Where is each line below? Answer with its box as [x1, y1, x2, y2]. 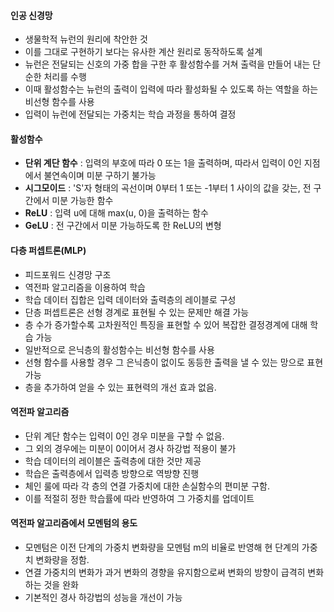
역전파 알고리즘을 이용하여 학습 [24, 281, 146, 293]
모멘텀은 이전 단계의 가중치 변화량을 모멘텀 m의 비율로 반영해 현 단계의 [24, 541, 300, 554]
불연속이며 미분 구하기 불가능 [43, 170, 157, 182]
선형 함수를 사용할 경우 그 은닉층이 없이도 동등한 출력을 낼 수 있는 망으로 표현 [24, 356, 324, 368]
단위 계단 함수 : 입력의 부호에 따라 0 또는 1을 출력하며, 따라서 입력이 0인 [24, 157, 302, 169]
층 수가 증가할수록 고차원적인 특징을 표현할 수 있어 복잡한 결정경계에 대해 [24, 318, 308, 330]
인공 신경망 [10, 9, 53, 21]
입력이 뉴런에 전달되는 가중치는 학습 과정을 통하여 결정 [24, 108, 237, 120]
